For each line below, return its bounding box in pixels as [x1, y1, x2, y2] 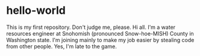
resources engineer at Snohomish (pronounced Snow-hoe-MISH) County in [6, 30, 194, 37]
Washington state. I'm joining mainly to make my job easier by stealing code [6, 36, 195, 43]
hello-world [6, 4, 66, 17]
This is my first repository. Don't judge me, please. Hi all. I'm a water [6, 23, 176, 31]
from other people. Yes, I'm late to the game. [6, 43, 117, 50]
